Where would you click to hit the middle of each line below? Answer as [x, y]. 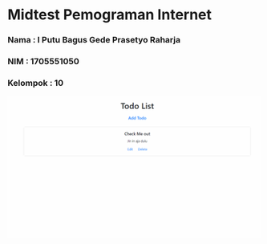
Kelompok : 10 [36, 83]
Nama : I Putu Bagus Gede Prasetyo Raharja [94, 40]
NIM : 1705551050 [43, 62]
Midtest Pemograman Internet [110, 15]
